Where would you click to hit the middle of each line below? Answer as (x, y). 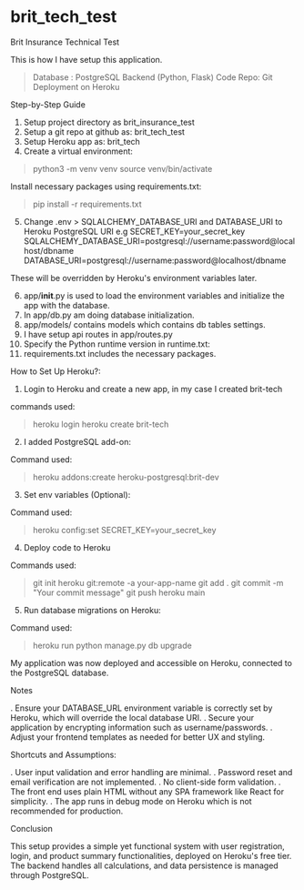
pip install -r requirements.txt (87, 204)
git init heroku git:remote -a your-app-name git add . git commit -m (158, 582)
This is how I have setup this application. (86, 59)
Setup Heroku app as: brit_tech (81, 141)
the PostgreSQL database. (60, 673)
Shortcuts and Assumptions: (63, 754)
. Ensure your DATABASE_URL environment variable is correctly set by (142, 708)
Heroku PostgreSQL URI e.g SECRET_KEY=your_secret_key (134, 231)
